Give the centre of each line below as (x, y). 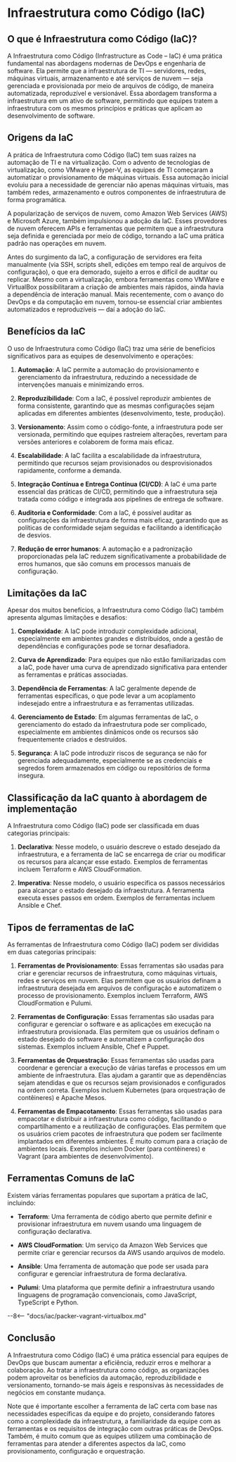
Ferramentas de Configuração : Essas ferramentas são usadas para (116, 1017)
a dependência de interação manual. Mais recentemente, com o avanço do (116, 294)
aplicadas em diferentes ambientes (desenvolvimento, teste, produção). (122, 413)
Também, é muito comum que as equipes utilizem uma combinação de (110, 1436)
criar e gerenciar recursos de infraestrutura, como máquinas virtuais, (117, 973)
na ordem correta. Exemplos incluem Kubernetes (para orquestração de (122, 1090)
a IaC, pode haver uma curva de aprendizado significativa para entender (122, 668)
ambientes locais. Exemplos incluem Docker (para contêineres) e (111, 1149)
